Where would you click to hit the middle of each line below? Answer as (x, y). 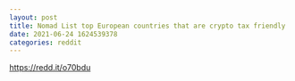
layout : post (34, 17)
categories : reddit (46, 42)
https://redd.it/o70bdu (50, 68)
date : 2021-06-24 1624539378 (63, 34)
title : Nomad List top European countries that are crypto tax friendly (147, 26)
